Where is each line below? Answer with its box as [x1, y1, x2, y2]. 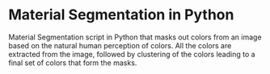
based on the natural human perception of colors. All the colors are [8, 40, 232, 50]
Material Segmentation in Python [8, 6, 234, 24]
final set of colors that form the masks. [8, 58, 137, 68]
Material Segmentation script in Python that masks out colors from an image [8, 32, 262, 42]
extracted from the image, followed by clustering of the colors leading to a [8, 49, 256, 59]
